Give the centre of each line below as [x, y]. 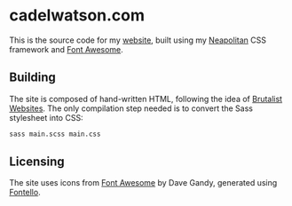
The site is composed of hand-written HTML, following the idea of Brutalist [146, 99]
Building [32, 78]
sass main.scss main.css [55, 134]
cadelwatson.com [77, 16]
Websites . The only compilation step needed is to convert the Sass [131, 108]
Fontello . [25, 193]
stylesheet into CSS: [46, 117]
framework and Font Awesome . [67, 49]
